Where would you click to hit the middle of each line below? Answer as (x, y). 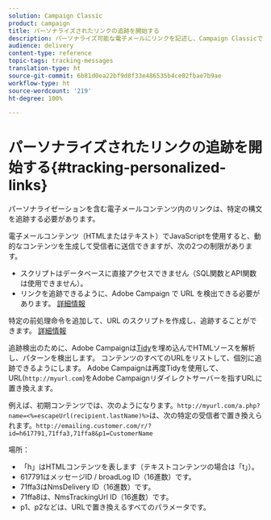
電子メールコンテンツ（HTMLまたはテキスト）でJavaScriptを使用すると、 (131, 236)
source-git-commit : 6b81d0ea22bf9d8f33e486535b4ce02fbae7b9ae (115, 76)
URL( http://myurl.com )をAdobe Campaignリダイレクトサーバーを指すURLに (135, 378)
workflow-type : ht (39, 83)
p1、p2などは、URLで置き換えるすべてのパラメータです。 (115, 507)
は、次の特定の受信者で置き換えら (206, 415)
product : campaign (39, 23)
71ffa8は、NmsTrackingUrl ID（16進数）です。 (96, 497)
